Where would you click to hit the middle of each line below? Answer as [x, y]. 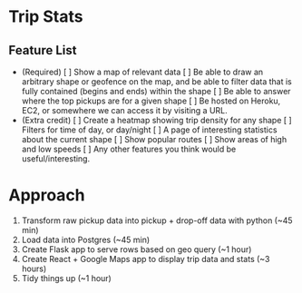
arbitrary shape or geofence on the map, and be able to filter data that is [156, 82]
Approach [47, 195]
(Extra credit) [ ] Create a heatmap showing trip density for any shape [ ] [156, 120]
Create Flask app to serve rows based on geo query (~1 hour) [136, 249]
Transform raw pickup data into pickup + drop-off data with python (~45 [157, 220]
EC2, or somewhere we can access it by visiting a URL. [124, 110]
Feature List [43, 50]
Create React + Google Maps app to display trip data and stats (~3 [146, 259]
